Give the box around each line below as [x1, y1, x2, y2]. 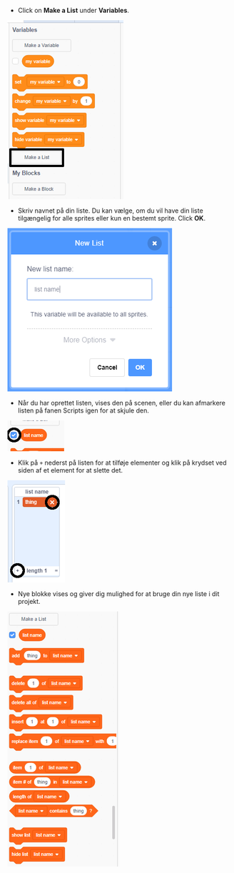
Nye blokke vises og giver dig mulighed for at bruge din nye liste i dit [17, 590, 220, 598]
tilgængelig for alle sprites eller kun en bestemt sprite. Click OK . [17, 214, 205, 222]
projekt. [17, 597, 41, 605]
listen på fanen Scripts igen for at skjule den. [17, 406, 150, 415]
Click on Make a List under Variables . [17, 6, 130, 14]
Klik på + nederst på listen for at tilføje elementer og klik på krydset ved [17, 458, 227, 467]
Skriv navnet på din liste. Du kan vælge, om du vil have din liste [17, 206, 203, 215]
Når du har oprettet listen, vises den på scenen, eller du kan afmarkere [17, 399, 226, 407]
